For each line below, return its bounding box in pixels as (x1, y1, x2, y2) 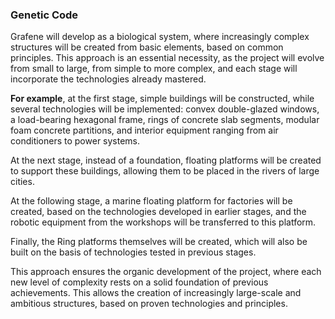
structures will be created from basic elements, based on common (10, 41, 284, 53)
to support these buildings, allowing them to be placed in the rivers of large (10, 165, 320, 177)
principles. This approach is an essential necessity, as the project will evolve (10, 52, 325, 64)
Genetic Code (10, 8, 79, 22)
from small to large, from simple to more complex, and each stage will (10, 63, 298, 75)
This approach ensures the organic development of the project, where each (10, 266, 322, 278)
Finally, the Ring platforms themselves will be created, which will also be (10, 236, 308, 248)
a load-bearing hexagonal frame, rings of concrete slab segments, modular (10, 114, 320, 126)
